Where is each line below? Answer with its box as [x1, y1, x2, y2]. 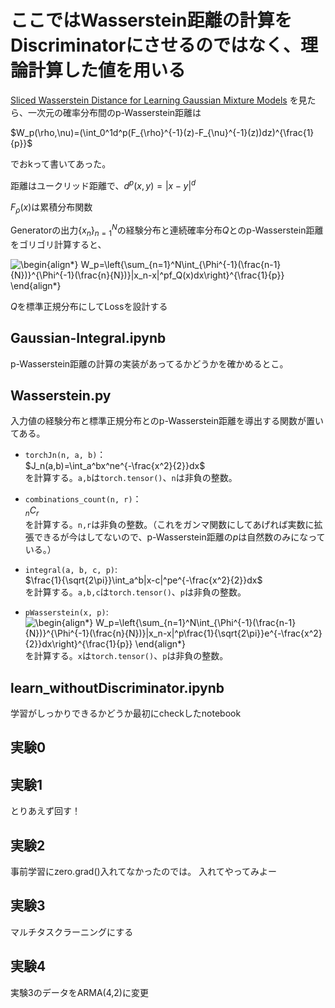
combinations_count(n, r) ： [24, 493, 142, 505]
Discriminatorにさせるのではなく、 [10, 34, 301, 57]
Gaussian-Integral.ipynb [10, 330, 167, 347]
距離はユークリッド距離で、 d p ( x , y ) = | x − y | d [10, 177, 197, 191]
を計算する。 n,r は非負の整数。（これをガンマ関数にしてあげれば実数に [24, 519, 315, 531]
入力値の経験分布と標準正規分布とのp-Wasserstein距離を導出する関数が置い [10, 415, 324, 427]
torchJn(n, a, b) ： [24, 449, 107, 461]
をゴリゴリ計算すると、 [10, 238, 107, 250]
